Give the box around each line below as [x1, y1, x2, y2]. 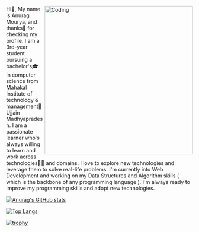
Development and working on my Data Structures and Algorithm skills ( [6, 172, 179, 179]
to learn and [6, 147, 36, 154]
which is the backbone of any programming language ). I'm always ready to [6, 179, 191, 185]
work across [6, 153, 37, 160]
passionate [6, 128, 33, 135]
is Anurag [6, 12, 30, 19]
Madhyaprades [6, 116, 43, 122]
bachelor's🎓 [6, 63, 38, 69]
